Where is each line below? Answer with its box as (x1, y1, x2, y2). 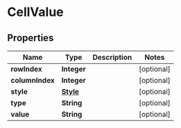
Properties (7, 32, 54, 44)
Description (92, 53, 132, 62)
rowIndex (10, 64, 43, 74)
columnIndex (10, 76, 55, 85)
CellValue (7, 4, 64, 20)
